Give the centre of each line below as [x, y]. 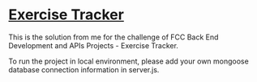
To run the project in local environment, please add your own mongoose [128, 61]
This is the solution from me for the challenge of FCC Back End [114, 37]
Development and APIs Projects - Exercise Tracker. [93, 45]
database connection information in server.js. [84, 69]
